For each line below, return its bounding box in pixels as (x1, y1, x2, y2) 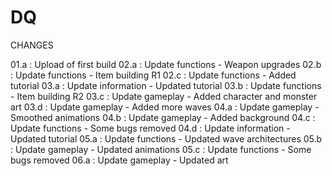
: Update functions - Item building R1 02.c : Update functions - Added (10, 69, 297, 81)
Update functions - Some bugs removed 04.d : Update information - (10, 122, 291, 134)
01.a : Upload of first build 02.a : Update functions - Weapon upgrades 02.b (10, 58, 322, 70)
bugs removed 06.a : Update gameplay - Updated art (10, 154, 229, 166)
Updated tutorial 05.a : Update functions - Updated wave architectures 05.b (10, 132, 323, 145)
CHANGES (10, 39, 54, 51)
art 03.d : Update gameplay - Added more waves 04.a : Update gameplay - (10, 101, 320, 113)
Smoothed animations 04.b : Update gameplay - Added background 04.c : (10, 111, 316, 123)
